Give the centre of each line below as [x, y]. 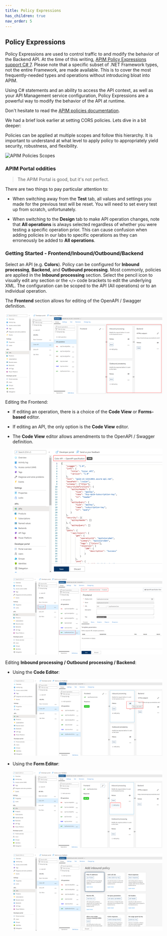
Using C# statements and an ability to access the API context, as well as [79, 91]
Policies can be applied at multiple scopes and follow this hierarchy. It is [79, 136]
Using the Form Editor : [36, 763]
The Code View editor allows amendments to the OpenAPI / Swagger [83, 436]
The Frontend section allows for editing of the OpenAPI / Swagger [73, 301]
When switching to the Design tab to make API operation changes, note [86, 219]
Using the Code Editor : [36, 672]
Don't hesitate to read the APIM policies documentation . [63, 111]
